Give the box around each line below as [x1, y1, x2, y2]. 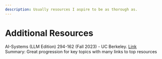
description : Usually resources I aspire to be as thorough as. [5, 7, 138, 12]
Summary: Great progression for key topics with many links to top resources [5, 48, 157, 54]
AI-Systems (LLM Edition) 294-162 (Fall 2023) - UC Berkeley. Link [5, 44, 137, 49]
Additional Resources [5, 27, 94, 38]
